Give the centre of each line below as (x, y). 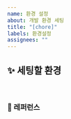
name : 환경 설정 (28, 14)
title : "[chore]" (32, 27)
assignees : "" (28, 40)
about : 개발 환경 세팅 (36, 20)
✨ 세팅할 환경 (34, 70)
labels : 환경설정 (30, 33)
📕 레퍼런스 (24, 107)
